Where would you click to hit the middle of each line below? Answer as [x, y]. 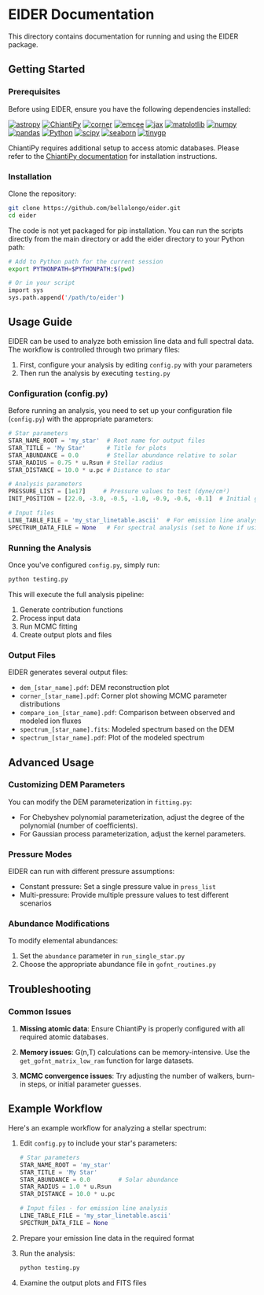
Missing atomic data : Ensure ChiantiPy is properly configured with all [132, 1029]
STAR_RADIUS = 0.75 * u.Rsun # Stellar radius [86, 463]
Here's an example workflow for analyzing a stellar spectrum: [107, 1127]
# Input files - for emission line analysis [93, 1208]
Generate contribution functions [71, 609]
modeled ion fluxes [50, 721]
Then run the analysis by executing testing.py [95, 373]
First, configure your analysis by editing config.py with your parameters [136, 364]
